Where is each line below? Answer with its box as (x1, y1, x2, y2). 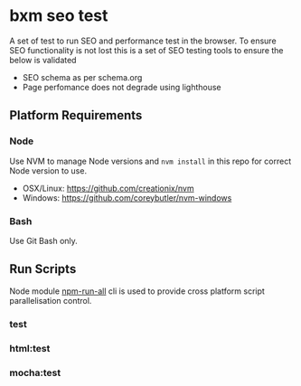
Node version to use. (9, 165, 88, 176)
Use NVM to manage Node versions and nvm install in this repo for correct (9, 155, 292, 166)
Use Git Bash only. (9, 235, 79, 246)
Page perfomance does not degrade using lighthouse (22, 81, 221, 92)
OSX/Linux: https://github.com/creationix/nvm (22, 183, 194, 193)
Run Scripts (9, 261, 77, 277)
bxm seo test (9, 5, 108, 26)
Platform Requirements (9, 108, 143, 123)
